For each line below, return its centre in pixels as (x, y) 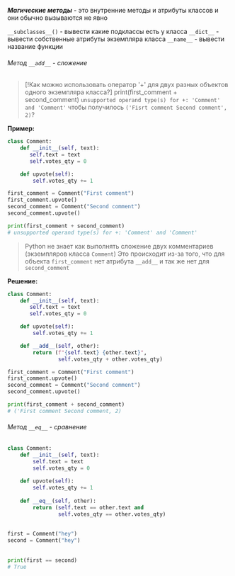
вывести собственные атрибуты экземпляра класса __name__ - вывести (116, 39)
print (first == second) (42, 560)
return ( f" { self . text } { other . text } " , (90, 352)
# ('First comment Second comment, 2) (64, 411)
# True (17, 567)
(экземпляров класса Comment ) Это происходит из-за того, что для (125, 254)
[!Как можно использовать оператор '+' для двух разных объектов (126, 85)
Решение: (23, 281)
